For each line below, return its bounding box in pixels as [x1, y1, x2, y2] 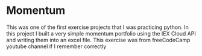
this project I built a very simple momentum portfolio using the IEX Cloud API [6, 30, 196, 37]
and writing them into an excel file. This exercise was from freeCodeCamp [6, 36, 191, 43]
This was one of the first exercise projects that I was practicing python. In [6, 23, 189, 31]
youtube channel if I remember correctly [6, 43, 107, 50]
